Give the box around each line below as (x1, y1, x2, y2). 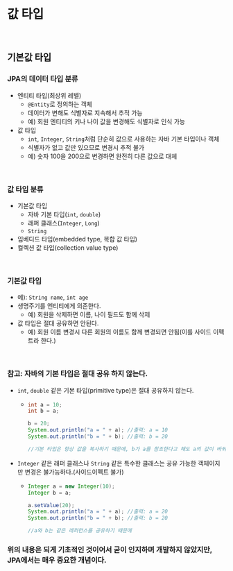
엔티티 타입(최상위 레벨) (17, 91, 82, 99)
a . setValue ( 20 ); (27, 502, 75, 509)
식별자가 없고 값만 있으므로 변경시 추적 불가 (27, 143, 144, 151)
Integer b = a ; (27, 489, 71, 496)
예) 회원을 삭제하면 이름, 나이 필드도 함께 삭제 (27, 310, 150, 319)
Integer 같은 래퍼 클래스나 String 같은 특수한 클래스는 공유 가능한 (17, 459, 196, 467)
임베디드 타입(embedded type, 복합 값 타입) (17, 235, 137, 243)
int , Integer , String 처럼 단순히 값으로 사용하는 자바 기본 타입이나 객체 (27, 135, 220, 143)
